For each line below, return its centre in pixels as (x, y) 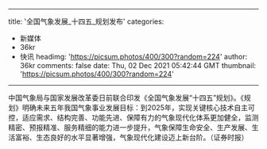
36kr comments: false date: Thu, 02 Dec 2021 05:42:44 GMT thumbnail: (138, 65)
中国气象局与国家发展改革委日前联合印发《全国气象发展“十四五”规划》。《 (126, 97)
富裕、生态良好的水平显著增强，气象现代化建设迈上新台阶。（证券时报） (132, 137)
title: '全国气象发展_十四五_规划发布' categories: (86, 21)
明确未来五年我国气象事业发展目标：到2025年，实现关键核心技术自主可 (139, 107)
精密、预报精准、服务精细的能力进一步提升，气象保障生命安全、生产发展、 (130, 127)
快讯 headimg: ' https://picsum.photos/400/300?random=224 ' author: (133, 57)
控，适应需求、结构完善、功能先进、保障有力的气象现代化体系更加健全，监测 (133, 117)
